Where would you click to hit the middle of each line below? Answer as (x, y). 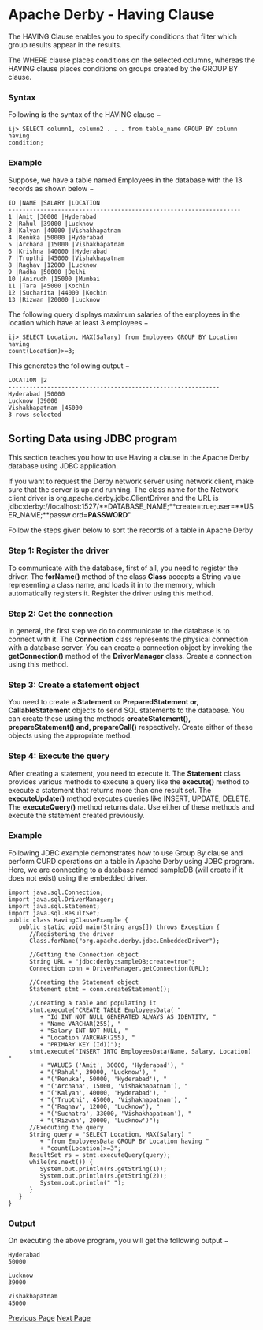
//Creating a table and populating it (93, 1003)
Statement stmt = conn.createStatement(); (100, 989)
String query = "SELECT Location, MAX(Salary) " (110, 1134)
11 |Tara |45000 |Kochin (49, 286)
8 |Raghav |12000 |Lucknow (52, 265)
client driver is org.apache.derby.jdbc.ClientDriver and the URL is (113, 498)
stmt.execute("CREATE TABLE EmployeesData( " (105, 1010)
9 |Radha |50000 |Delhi (47, 272)
